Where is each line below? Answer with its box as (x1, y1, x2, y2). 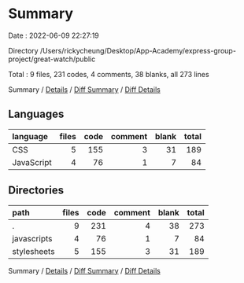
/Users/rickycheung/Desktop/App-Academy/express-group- (39, 46, 236, 55)
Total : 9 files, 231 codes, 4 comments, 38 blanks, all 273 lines (8, 69, 210, 79)
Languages (8, 108, 65, 121)
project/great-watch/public (8, 54, 96, 64)
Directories (8, 184, 65, 197)
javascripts (12, 233, 53, 244)
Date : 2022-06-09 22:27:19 (8, 31, 100, 40)
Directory (8, 46, 39, 55)
